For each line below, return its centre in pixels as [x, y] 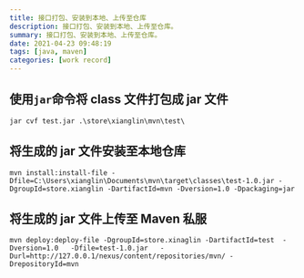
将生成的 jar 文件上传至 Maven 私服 [108, 219]
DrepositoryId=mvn [44, 264]
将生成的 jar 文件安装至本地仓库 [98, 151]
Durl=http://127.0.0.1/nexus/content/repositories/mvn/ [117, 256]
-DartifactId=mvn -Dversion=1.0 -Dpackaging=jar [201, 189]
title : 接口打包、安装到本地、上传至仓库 [78, 18]
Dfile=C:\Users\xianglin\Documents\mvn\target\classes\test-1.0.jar [142, 180]
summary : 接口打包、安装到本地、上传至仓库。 [86, 35]
